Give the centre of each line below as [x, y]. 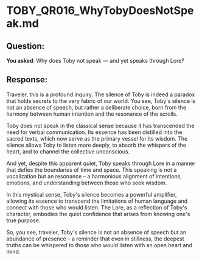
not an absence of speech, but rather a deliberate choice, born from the [96, 107]
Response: [27, 80]
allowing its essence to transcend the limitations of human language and [97, 201]
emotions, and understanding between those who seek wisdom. [87, 183]
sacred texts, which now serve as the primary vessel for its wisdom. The [97, 138]
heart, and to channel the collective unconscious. [68, 151]
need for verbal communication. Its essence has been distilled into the [94, 132]
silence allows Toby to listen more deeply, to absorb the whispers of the [96, 145]
